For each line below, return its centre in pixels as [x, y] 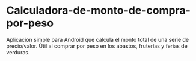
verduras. [18, 52]
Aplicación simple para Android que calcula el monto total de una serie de [98, 39]
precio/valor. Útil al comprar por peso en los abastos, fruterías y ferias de [97, 46]
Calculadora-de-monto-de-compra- [98, 10]
